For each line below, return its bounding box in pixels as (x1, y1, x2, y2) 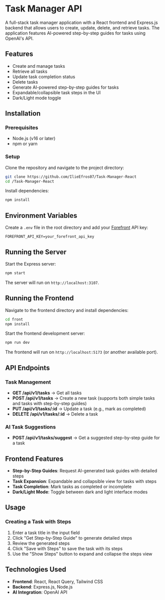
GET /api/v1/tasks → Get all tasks (12, 390, 82, 396)
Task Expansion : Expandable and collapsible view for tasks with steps (12, 478, 157, 484)
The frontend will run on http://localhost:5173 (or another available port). (5, 349, 158, 355)
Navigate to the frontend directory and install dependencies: (5, 307, 129, 313)
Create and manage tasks (12, 63, 66, 69)
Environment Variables (5, 211, 78, 220)
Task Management (5, 378, 51, 385)
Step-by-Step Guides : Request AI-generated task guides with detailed (12, 468, 158, 474)
